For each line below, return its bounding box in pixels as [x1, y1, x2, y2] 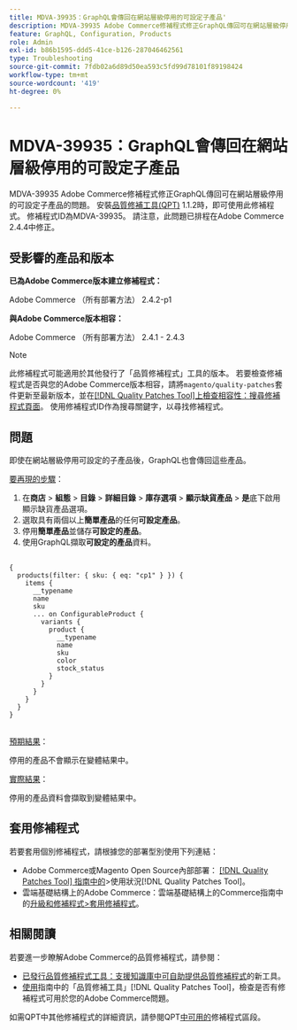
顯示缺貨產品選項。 [21, 504, 93, 515]
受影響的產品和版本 [9, 250, 114, 266]
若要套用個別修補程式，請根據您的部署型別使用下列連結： [9, 846, 218, 856]
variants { [41, 617, 81, 627]
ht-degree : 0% [9, 87, 62, 96]
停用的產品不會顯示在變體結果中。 [9, 755, 133, 766]
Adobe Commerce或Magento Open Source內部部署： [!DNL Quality [21, 864, 269, 875]
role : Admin [9, 37, 53, 47]
